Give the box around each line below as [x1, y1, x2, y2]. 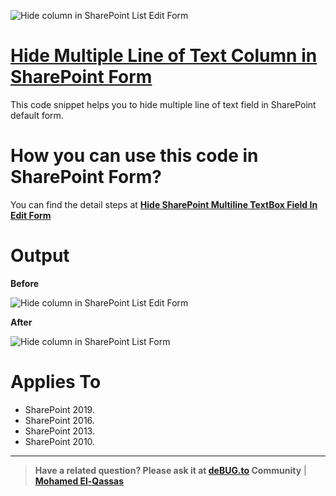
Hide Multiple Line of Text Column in [10, 45, 318, 67]
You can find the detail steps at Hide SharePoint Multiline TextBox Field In [10, 198, 318, 210]
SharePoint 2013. [24, 425, 95, 437]
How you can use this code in [10, 145, 259, 167]
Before [10, 277, 40, 289]
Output [10, 245, 70, 267]
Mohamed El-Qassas [34, 475, 125, 487]
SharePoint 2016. [24, 414, 95, 426]
